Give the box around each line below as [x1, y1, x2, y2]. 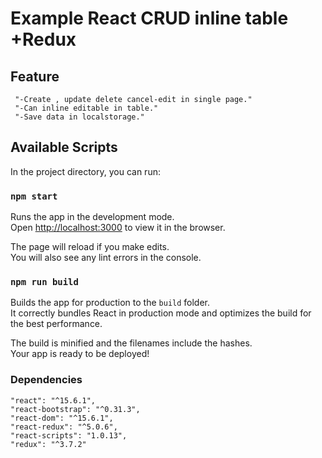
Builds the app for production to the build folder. [10, 297, 211, 309]
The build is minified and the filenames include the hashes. [10, 337, 253, 349]
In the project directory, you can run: [10, 165, 161, 177]
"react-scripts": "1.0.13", [10, 430, 128, 441]
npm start [10, 190, 58, 202]
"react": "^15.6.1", [10, 395, 97, 406]
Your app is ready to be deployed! [10, 348, 150, 360]
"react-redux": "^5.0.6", [10, 422, 118, 432]
